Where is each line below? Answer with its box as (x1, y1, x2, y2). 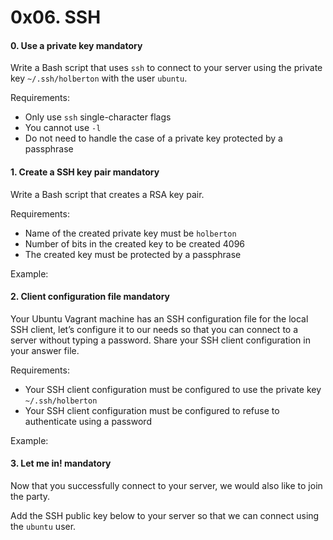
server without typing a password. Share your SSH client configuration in (10, 334, 311, 346)
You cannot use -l (24, 122, 102, 134)
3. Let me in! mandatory (10, 457, 112, 470)
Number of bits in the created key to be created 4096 (24, 237, 246, 250)
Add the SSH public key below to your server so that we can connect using (10, 510, 320, 521)
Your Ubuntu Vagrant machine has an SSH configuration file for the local (10, 312, 309, 325)
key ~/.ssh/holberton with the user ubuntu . (10, 72, 188, 85)
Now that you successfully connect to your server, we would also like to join (10, 480, 323, 491)
